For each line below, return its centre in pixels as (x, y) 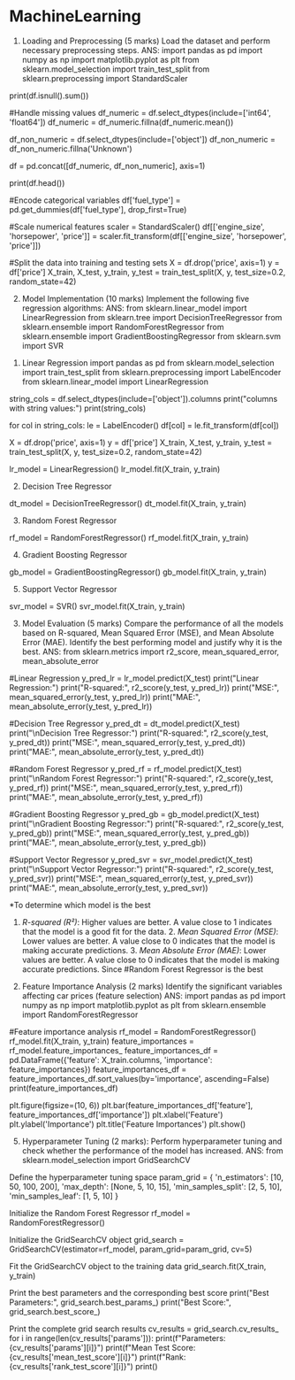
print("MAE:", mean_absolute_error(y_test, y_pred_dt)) (107, 752)
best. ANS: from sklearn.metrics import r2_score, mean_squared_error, (151, 651)
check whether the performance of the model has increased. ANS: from (152, 1150)
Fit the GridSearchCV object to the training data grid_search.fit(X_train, (138, 1266)
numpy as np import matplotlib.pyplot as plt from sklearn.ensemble (144, 1005)
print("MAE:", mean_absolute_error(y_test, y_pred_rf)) (106, 797)
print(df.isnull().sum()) (49, 96)
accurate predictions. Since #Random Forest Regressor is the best (142, 969)
